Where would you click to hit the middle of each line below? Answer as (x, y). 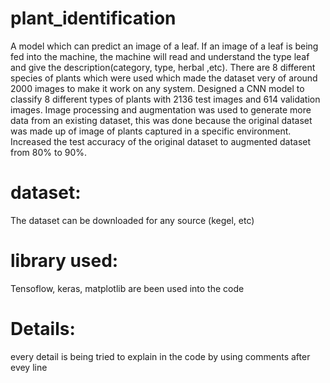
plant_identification (93, 18)
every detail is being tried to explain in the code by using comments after (160, 356)
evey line (29, 367)
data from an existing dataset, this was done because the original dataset (161, 120)
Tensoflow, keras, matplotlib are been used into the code (127, 288)
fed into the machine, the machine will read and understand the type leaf (160, 56)
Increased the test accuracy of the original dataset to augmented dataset (161, 141)
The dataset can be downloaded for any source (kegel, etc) (132, 220)
